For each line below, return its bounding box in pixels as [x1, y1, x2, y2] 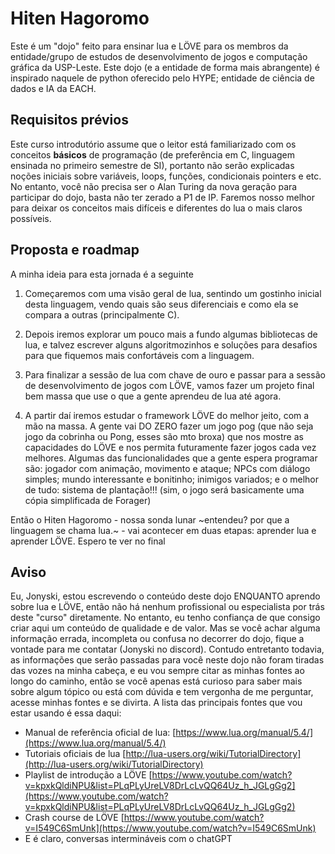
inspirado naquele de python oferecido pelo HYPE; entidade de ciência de [10, 72, 315, 84]
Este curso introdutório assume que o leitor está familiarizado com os [10, 138, 297, 150]
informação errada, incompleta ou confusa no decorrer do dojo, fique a [10, 633, 305, 645]
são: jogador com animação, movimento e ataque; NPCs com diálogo [24, 462, 311, 474]
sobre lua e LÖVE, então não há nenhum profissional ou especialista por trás [10, 601, 325, 613]
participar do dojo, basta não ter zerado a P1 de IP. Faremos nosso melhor [10, 191, 315, 203]
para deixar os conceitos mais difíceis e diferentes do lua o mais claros [10, 202, 303, 214]
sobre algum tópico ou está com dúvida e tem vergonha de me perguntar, [10, 686, 314, 698]
